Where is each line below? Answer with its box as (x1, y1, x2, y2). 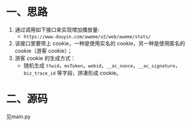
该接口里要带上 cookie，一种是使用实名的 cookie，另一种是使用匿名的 (14, 40, 185, 47)
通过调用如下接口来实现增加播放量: (14, 26, 99, 33)
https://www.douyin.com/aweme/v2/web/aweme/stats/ (23, 34, 151, 40)
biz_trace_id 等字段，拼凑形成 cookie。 (23, 69, 122, 76)
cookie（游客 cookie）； (14, 47, 73, 54)
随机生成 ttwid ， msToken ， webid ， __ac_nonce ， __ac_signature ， (23, 62, 181, 69)
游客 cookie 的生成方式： (14, 54, 76, 62)
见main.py (6, 113, 31, 120)
